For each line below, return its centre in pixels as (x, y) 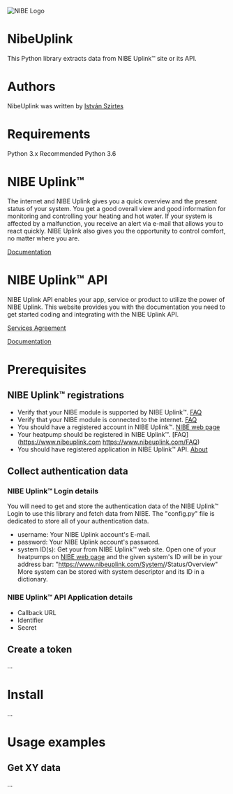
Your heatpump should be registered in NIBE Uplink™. (94, 434)
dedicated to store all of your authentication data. (78, 521)
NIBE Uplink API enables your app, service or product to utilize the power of (116, 299)
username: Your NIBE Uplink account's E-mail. (84, 535)
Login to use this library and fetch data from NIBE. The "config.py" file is (111, 514)
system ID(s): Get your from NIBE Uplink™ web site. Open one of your (116, 549)
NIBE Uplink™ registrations (66, 395)
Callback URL (37, 612)
